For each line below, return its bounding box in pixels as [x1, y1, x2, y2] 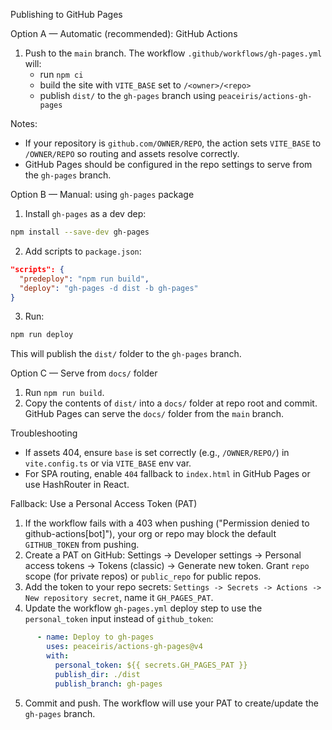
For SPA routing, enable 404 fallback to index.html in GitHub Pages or [24, 468, 311, 480]
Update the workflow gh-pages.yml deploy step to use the [24, 602, 263, 614]
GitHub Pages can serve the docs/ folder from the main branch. [24, 408, 285, 420]
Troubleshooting [10, 427, 78, 439]
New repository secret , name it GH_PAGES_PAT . [24, 592, 214, 604]
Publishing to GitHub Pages [10, 9, 123, 20]
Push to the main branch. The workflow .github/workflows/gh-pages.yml [24, 47, 323, 59]
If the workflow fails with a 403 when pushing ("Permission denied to [24, 517, 310, 529]
